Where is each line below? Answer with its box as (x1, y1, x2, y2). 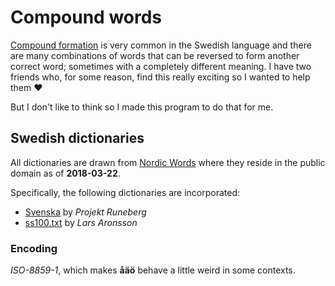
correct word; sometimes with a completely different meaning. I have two (10, 60, 312, 72)
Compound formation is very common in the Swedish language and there (10, 39, 312, 51)
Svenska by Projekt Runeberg (24, 206, 147, 218)
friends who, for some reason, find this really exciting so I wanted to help (10, 71, 311, 83)
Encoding (10, 241, 58, 255)
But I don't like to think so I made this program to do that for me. (10, 101, 274, 113)
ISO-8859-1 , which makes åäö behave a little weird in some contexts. (10, 264, 296, 276)
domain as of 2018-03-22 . (10, 167, 121, 179)
